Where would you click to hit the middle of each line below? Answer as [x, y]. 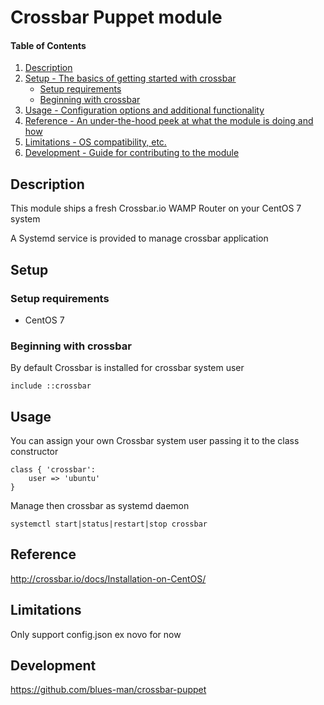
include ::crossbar [51, 386]
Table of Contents [48, 45]
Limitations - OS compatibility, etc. [95, 142]
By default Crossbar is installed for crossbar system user [127, 368]
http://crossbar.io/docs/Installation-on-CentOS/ [108, 578]
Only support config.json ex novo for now [96, 634]
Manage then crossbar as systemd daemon [100, 505]
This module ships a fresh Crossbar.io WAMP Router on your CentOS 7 [156, 208]
